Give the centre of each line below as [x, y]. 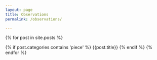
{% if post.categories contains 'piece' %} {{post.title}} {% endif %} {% [79, 47]
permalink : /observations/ [34, 19]
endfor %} [16, 52]
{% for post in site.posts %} [34, 37]
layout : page [19, 10]
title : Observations [27, 14]
